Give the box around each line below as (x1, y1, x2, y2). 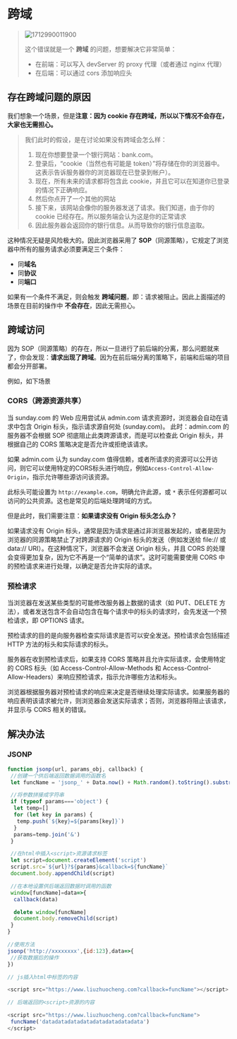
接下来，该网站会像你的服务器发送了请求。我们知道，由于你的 (35, 203, 215, 212)
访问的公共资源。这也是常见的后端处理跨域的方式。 (7, 496, 156, 505)
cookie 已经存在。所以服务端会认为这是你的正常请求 (35, 212, 187, 220)
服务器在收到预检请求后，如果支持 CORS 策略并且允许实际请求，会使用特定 (7, 655, 226, 664)
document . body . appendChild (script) (10, 870, 115, 877)
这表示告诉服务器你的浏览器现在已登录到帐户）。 (35, 167, 175, 177)
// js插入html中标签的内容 (7, 973, 78, 980)
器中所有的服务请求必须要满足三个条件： (7, 244, 125, 253)
